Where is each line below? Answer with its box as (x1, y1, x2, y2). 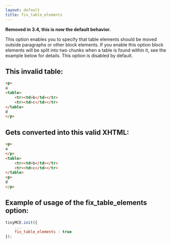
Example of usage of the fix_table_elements (5, 199, 147, 207)
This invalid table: (5, 67, 63, 76)
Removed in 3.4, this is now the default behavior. (5, 26, 111, 32)
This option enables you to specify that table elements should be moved (5, 36, 157, 42)
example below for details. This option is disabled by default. (5, 52, 133, 59)
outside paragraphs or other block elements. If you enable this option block (5, 41, 164, 47)
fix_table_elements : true (14, 229, 72, 235)
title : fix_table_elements (5, 12, 63, 17)
